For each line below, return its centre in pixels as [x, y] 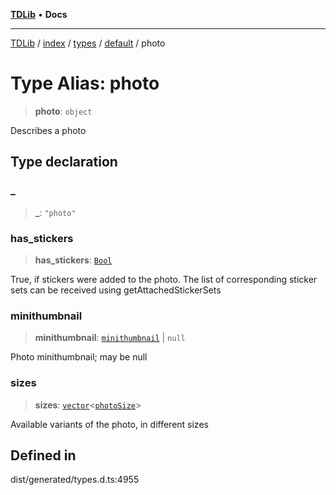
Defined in [43, 455]
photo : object [63, 111]
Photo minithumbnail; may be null [79, 357]
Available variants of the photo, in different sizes [109, 424]
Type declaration [64, 162]
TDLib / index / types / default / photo [88, 43]
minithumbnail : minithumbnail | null [110, 338]
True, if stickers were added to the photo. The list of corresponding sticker [164, 279]
